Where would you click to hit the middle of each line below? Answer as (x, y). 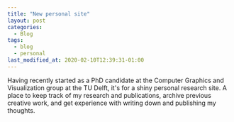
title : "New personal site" (49, 14)
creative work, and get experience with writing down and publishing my (112, 103)
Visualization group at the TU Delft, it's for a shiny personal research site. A (117, 88)
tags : (15, 40)
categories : (25, 27)
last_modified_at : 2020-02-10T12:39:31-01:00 (76, 60)
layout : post (27, 21)
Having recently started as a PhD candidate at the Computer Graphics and (116, 80)
